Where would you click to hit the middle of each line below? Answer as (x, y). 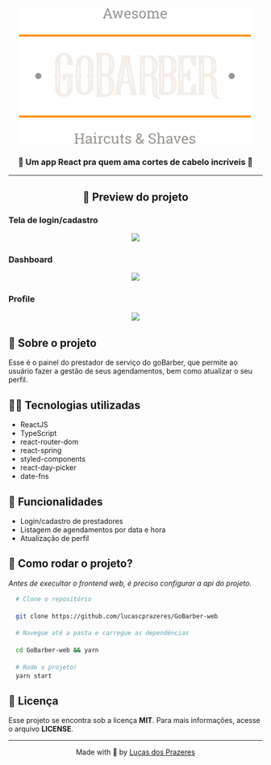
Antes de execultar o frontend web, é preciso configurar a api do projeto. (130, 583)
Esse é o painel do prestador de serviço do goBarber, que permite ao (123, 362)
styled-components (53, 459)
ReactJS (34, 425)
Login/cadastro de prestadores (71, 522)
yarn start (34, 676)
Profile (22, 299)
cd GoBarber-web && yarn (57, 650)
